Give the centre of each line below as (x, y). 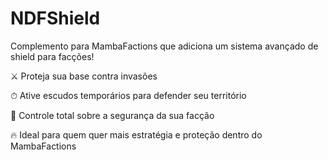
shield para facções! (52, 56)
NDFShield (55, 18)
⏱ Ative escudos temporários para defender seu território (128, 95)
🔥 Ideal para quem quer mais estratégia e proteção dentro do (136, 134)
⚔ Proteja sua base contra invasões (84, 76)
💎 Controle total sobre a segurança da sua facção (112, 115)
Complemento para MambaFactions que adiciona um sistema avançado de (164, 46)
